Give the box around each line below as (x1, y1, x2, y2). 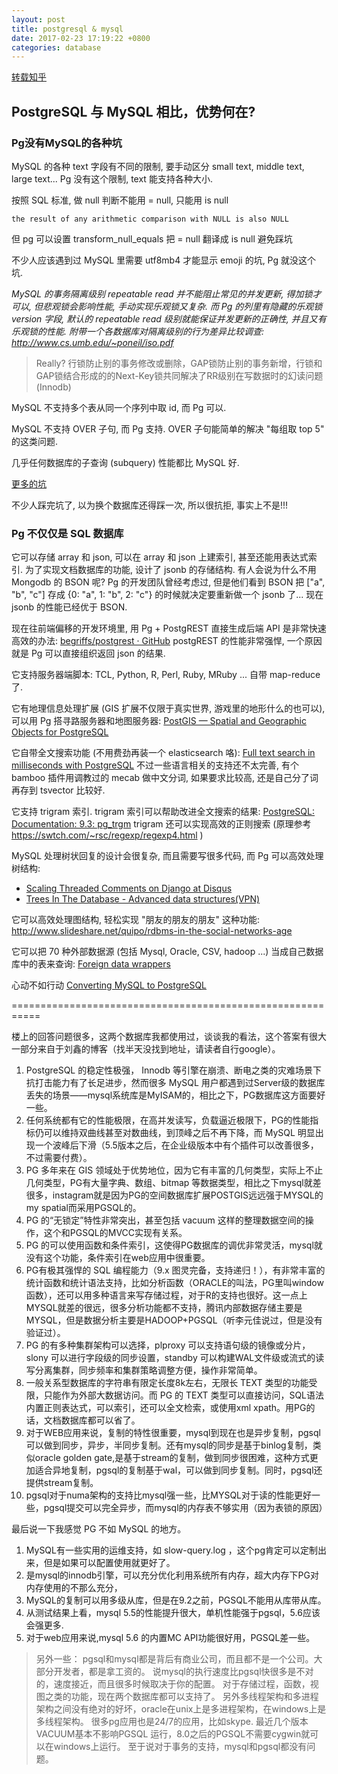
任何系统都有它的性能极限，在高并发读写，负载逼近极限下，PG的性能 (25, 1114, 311, 1126)
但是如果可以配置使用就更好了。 (43, 1557, 176, 1569)
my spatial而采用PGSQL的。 (25, 1202, 142, 1214)
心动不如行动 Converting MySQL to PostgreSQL (11, 979, 208, 991)
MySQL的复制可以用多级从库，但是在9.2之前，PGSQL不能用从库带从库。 (25, 1594, 327, 1606)
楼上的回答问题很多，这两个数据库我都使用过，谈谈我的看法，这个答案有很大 (11, 1031, 327, 1043)
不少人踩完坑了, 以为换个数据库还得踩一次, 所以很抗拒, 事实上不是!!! (11, 499, 288, 511)
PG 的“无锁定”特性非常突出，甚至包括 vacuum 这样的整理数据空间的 (25, 1214, 306, 1226)
